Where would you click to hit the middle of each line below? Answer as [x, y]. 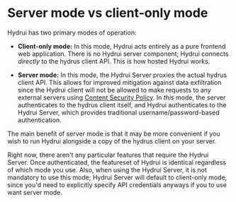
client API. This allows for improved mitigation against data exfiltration [119, 82]
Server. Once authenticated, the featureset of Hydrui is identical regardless [117, 162]
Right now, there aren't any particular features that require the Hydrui [108, 155]
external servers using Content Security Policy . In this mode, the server [122, 97]
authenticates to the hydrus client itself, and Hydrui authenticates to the [122, 105]
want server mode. [35, 192]
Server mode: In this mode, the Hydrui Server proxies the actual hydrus [122, 75]
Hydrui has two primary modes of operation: [72, 32]
